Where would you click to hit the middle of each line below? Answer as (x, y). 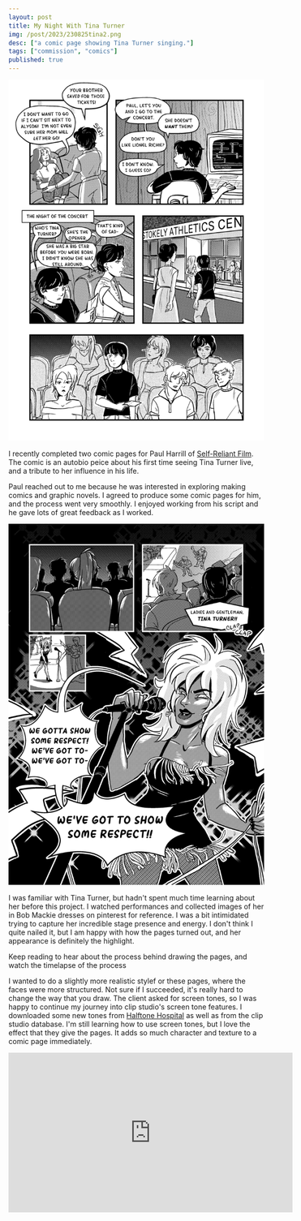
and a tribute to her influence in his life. (74, 471)
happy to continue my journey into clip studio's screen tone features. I (125, 1007)
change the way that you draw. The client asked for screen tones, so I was (133, 998)
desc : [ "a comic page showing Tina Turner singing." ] (101, 43)
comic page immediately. (50, 1041)
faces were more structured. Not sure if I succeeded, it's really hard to (126, 989)
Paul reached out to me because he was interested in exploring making (127, 486)
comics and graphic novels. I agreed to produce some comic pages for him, (135, 495)
